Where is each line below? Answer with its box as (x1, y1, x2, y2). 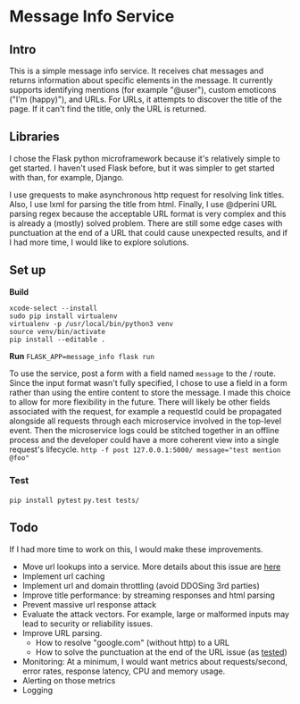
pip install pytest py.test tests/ (9, 496, 140, 505)
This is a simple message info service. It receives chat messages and (9, 65, 264, 76)
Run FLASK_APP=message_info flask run (9, 350, 154, 361)
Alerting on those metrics (21, 675, 116, 685)
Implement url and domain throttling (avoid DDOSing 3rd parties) (21, 580, 261, 591)
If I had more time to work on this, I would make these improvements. (9, 543, 263, 555)
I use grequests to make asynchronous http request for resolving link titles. (9, 189, 285, 200)
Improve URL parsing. (21, 627, 103, 638)
